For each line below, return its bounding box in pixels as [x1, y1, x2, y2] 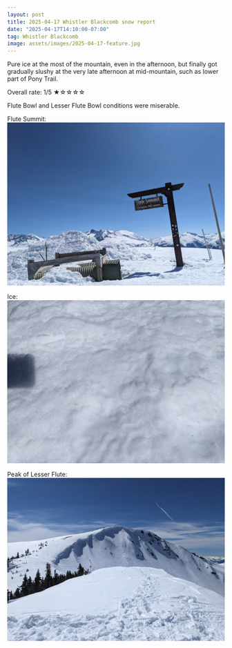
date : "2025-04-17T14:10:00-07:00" [7, 26, 110, 32]
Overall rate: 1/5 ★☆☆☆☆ [7, 88, 86, 97]
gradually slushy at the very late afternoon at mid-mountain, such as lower [7, 68, 219, 76]
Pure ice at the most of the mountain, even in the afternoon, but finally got [7, 60, 217, 68]
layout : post [7, 11, 45, 18]
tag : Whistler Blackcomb [7, 33, 79, 40]
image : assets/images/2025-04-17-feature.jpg [7, 40, 140, 48]
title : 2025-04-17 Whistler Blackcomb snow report [7, 18, 156, 26]
